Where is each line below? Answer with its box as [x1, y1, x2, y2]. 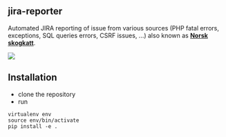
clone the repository [17, 90, 76, 98]
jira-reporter [8, 6, 63, 17]
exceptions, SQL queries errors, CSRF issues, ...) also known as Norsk [8, 31, 208, 39]
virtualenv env [8, 111, 52, 118]
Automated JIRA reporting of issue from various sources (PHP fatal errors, [8, 24, 220, 32]
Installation [8, 72, 57, 84]
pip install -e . [8, 122, 58, 130]
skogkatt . [8, 38, 36, 47]
